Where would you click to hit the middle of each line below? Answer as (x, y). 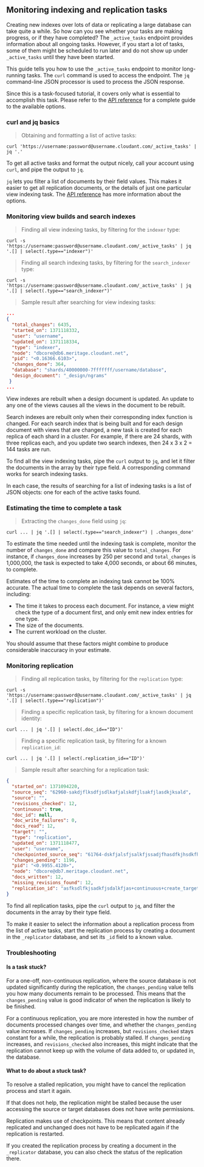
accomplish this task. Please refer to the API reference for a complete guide (101, 100)
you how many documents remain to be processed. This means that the (96, 993)
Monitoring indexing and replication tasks (87, 10)
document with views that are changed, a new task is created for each (94, 430)
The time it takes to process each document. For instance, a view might (104, 606)
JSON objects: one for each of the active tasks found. (73, 492)
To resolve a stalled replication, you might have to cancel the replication (96, 1084)
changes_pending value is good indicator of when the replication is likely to (99, 1000)
